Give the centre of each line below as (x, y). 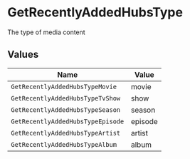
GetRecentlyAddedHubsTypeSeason (66, 110)
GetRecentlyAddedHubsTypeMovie (64, 87)
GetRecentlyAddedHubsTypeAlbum (64, 144)
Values (23, 55)
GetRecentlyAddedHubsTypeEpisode (68, 121)
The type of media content (46, 32)
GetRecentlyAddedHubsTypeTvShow (66, 98)
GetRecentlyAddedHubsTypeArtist (66, 133)
